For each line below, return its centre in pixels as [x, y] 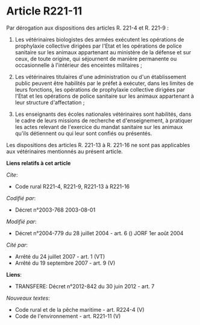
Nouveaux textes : [28, 298]
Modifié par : [22, 221]
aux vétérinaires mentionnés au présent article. [65, 151]
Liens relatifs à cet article [39, 163]
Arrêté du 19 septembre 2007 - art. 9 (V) [65, 263]
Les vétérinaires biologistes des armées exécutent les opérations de [100, 39]
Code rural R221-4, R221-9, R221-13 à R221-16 [72, 186]
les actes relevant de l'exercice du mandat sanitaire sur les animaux [99, 127]
